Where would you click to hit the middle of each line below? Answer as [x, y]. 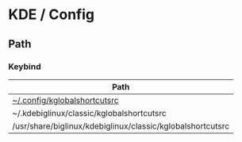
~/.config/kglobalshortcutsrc [65, 100]
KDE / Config [52, 15]
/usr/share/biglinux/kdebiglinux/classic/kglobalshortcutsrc [121, 126]
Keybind [25, 67]
